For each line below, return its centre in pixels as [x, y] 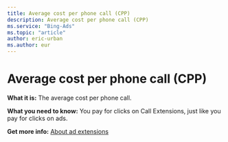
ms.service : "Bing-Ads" [41, 26]
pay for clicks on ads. [37, 118]
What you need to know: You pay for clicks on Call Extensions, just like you [114, 111]
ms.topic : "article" [37, 32]
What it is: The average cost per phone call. [69, 98]
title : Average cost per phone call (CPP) [69, 13]
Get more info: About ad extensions [58, 131]
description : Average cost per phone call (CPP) [78, 20]
